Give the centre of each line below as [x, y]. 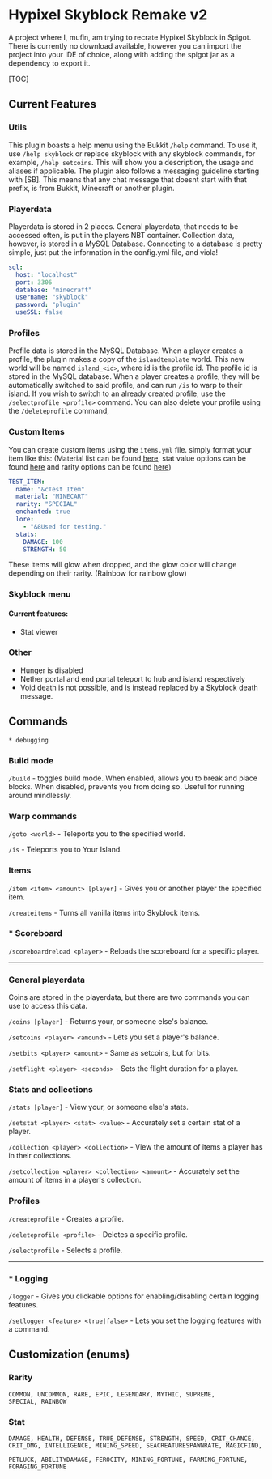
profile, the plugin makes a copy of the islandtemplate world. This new [127, 359]
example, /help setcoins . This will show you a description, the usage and [131, 162]
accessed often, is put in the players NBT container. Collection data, [121, 235]
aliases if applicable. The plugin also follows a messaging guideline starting [134, 171]
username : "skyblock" [52, 297]
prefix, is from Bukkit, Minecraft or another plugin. [91, 188]
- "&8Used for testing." [65, 527]
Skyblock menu [40, 594]
